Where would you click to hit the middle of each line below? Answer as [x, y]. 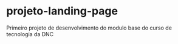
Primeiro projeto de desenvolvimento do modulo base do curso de [89, 28]
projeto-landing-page [62, 11]
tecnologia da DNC [30, 34]
